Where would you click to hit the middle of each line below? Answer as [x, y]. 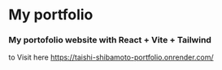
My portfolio [51, 15]
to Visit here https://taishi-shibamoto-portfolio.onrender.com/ [111, 57]
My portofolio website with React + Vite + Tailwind [110, 40]
